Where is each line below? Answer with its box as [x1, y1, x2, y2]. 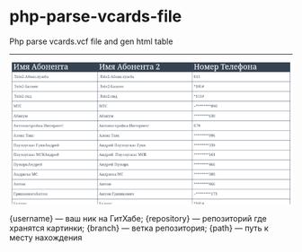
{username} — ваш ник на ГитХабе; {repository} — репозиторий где [9, 213, 267, 224]
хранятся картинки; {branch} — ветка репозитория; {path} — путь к [9, 222, 270, 234]
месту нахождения [9, 232, 83, 243]
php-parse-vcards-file [9, 6, 182, 27]
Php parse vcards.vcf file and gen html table [9, 36, 173, 47]
